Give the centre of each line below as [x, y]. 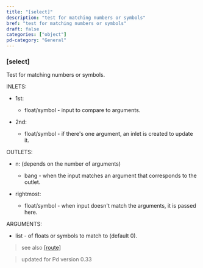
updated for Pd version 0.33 [56, 259]
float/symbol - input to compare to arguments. [82, 110]
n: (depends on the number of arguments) [68, 164]
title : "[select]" [30, 12]
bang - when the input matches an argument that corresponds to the [110, 176]
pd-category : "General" [37, 40]
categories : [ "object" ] [37, 35]
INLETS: [16, 86]
